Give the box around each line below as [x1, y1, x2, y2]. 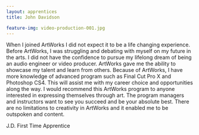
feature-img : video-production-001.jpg [6, 25, 105, 31]
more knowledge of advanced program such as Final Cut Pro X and [6, 73, 172, 80]
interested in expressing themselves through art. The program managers [6, 92, 185, 99]
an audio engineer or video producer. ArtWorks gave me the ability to [6, 60, 176, 67]
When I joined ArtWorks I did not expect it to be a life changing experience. [6, 41, 191, 48]
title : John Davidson [6, 14, 60, 20]
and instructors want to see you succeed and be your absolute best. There [6, 98, 189, 105]
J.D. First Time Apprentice [6, 123, 70, 130]
